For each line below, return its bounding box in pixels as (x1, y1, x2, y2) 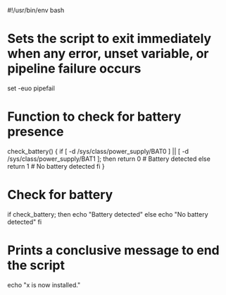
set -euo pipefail (7, 84, 55, 92)
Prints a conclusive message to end (7, 243, 220, 258)
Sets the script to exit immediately (7, 31, 212, 47)
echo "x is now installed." (7, 280, 81, 289)
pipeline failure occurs (7, 61, 142, 77)
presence (7, 124, 64, 140)
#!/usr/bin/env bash (7, 6, 65, 14)
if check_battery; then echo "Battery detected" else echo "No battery (7, 210, 209, 218)
